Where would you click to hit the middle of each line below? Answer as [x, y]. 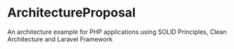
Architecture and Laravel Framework [60, 39]
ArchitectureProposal [71, 13]
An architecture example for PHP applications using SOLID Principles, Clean [117, 32]
